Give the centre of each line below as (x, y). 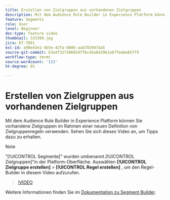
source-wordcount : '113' (31, 62)
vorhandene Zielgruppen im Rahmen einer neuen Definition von (71, 126)
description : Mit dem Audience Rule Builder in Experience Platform (79, 15)
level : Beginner (22, 29)
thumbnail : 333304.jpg (29, 38)
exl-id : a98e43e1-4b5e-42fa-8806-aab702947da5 (55, 48)
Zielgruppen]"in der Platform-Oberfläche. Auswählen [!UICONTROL (76, 162)
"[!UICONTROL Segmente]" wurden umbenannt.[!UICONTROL (70, 156)
